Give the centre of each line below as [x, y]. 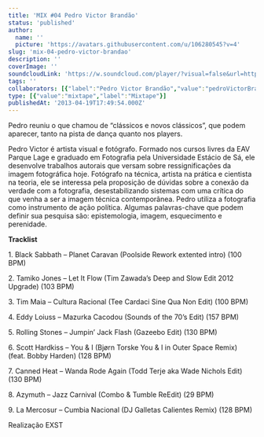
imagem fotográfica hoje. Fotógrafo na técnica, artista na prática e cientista [130, 174]
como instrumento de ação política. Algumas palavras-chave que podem [126, 207]
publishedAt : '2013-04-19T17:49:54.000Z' [77, 103]
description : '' [35, 60]
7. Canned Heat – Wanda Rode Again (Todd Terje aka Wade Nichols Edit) [125, 371]
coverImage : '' [33, 67]
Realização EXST [36, 425]
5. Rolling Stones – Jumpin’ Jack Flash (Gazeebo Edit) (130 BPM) [113, 332]
